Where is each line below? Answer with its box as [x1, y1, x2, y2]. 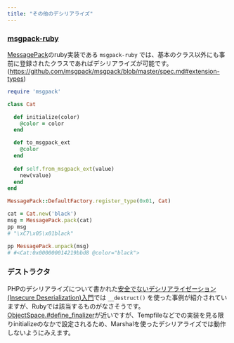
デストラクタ [7, 267, 51, 277]
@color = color [20, 120, 65, 127]
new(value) [20, 171, 52, 179]
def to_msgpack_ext [13, 139, 71, 146]
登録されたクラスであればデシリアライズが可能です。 [19, 59, 173, 67]
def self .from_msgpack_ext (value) [13, 165, 115, 172]
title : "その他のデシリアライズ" [7, 10, 93, 18]
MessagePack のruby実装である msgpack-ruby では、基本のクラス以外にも [7, 50, 219, 58]
